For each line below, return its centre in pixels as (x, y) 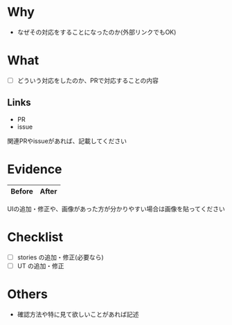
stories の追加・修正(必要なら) (60, 257)
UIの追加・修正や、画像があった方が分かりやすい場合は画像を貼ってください (116, 209)
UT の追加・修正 (41, 266)
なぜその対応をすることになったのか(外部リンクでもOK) (97, 32)
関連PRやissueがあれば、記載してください (67, 141)
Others (28, 294)
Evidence (35, 169)
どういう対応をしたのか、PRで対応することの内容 (88, 80)
